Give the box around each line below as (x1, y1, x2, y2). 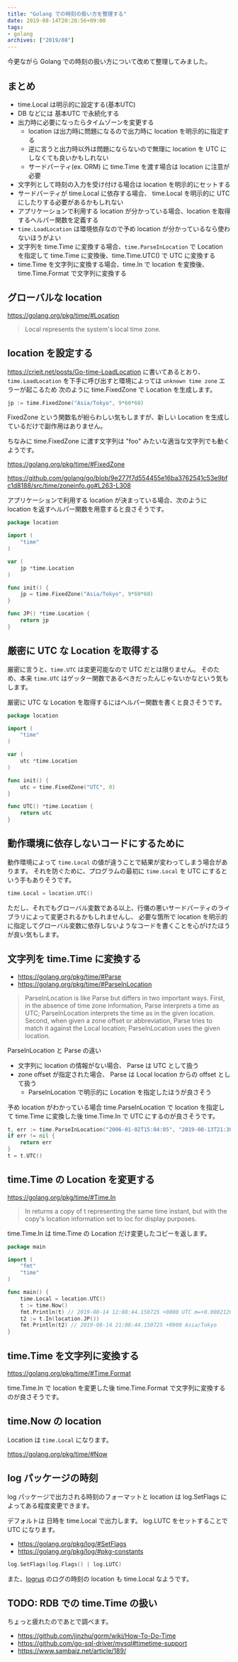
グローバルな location (7, 292, 103, 304)
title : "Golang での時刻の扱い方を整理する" (7, 10, 127, 18)
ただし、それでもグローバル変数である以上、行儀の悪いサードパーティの (7, 903, 218, 912)
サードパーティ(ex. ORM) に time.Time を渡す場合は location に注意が (28, 162, 230, 171)
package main (7, 1243, 46, 1251)
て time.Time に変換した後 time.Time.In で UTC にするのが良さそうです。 (7, 1111, 220, 1120)
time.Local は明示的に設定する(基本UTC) (17, 100, 136, 109)
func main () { (7, 1289, 50, 1296)
